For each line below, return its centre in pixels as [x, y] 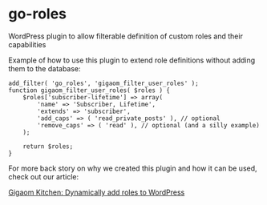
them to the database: [45, 68]
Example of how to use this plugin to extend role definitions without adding [132, 60]
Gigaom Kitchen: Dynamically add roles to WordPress [97, 192]
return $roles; [48, 146]
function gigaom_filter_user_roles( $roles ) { [89, 90]
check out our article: [44, 176]
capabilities [27, 44]
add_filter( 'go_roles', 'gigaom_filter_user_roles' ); [103, 83]
